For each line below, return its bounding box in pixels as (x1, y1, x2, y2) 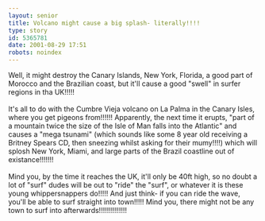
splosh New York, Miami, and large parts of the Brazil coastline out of (8, 146, 235, 156)
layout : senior (8, 11, 59, 20)
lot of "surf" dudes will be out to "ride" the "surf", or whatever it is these (8, 180, 244, 189)
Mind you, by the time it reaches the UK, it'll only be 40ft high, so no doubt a (8, 172, 258, 181)
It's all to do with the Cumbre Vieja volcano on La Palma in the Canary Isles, (8, 104, 255, 114)
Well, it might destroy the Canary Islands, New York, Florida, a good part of (8, 71, 253, 79)
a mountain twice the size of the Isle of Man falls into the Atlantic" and (8, 121, 237, 130)
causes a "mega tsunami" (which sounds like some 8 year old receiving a (8, 130, 248, 139)
